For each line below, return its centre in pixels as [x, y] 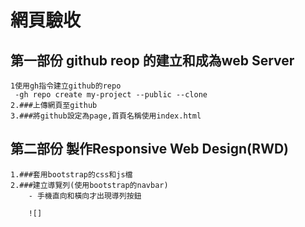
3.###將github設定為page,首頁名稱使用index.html [106, 116]
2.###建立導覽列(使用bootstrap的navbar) [89, 185]
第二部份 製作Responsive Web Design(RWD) [150, 149]
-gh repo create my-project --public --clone [111, 95]
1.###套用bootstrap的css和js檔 [71, 174]
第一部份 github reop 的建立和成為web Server [152, 60]
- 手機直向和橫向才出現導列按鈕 [85, 196]
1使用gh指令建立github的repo [66, 86]
